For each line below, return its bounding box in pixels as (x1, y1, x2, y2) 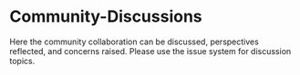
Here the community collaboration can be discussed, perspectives (9, 36, 260, 47)
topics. (9, 55, 36, 66)
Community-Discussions (9, 6, 202, 27)
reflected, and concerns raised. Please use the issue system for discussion (9, 45, 292, 56)
